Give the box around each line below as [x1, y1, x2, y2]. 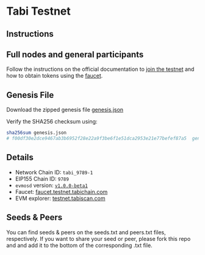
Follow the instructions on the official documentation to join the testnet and [6, 65, 195, 73]
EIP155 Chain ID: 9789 [15, 175, 69, 182]
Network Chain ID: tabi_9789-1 [15, 168, 93, 176]
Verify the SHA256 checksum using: [6, 118, 98, 125]
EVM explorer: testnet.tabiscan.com [15, 194, 106, 202]
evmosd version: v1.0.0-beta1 [15, 182, 88, 189]
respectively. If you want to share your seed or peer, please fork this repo [6, 235, 191, 242]
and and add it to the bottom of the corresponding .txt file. [6, 242, 153, 249]
